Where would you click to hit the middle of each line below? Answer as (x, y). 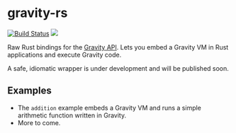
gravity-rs (38, 13)
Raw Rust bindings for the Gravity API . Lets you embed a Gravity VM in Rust (118, 47)
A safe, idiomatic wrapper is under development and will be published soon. (118, 68)
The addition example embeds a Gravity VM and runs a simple (109, 108)
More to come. (39, 122)
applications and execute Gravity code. (64, 54)
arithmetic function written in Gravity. (72, 115)
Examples (29, 91)
